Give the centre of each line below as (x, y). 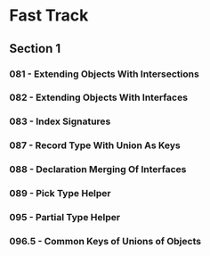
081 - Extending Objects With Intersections (105, 74)
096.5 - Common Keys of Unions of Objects (105, 241)
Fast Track (49, 16)
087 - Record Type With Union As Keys (95, 145)
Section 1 (35, 49)
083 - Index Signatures (60, 121)
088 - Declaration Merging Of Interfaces (98, 169)
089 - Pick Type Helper (60, 194)
